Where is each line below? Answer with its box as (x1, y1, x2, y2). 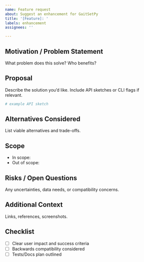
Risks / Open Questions (5, 174, 77, 182)
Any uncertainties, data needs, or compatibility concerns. (5, 187, 119, 193)
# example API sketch (5, 101, 49, 107)
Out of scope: (12, 160, 40, 166)
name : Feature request (5, 7, 51, 12)
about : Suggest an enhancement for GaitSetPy (5, 12, 98, 16)
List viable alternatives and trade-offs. (5, 128, 81, 134)
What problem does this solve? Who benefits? (5, 60, 97, 66)
